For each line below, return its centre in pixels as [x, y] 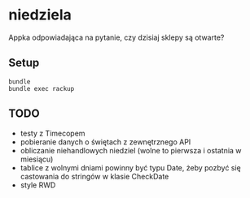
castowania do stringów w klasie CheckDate [94, 176]
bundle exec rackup [42, 88]
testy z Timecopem [53, 133]
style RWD [38, 185]
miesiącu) [37, 159]
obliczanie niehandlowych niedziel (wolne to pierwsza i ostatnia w [131, 150]
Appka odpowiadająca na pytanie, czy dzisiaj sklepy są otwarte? [116, 37]
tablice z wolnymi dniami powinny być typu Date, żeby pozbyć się [131, 167]
